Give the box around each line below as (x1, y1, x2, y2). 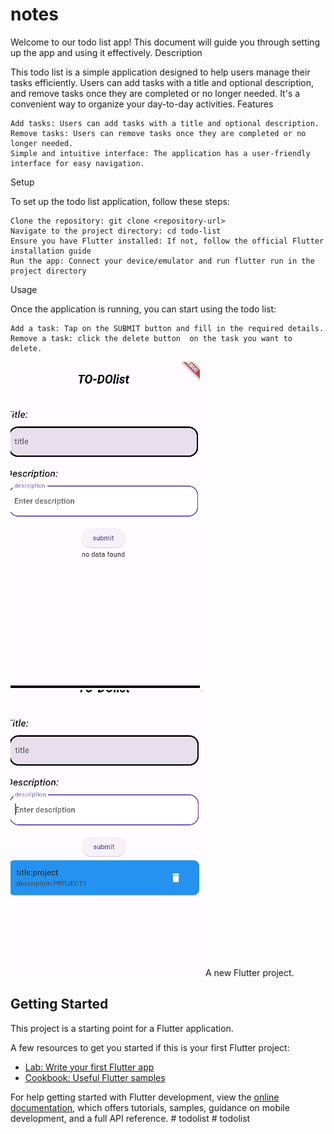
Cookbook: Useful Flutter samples (24, 1071, 166, 1083)
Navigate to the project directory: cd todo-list (10, 226, 222, 236)
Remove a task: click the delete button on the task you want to (10, 333, 293, 343)
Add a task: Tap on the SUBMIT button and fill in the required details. (10, 323, 325, 333)
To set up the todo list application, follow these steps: (10, 195, 230, 207)
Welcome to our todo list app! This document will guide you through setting (10, 36, 320, 48)
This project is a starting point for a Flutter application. (10, 1022, 234, 1034)
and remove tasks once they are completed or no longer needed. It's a (10, 87, 301, 99)
